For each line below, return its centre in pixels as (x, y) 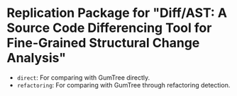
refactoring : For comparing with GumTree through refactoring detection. (123, 85)
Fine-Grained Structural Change (103, 43)
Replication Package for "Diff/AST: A (117, 13)
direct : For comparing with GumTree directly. (83, 77)
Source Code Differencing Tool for (109, 28)
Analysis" (37, 58)
